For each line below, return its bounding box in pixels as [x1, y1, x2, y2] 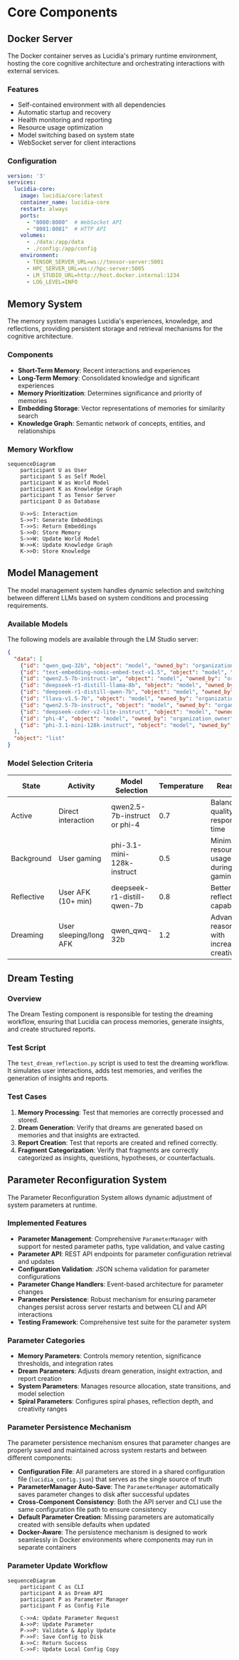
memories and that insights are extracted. [17, 1130, 140, 1139]
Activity [67, 781, 95, 791]
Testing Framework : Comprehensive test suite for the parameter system [17, 1317, 231, 1326]
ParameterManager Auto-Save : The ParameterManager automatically [17, 1483, 219, 1491]
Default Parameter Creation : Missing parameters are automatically [17, 1513, 215, 1521]
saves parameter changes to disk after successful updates [17, 1490, 190, 1499]
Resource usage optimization [17, 123, 103, 132]
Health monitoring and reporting [17, 115, 112, 125]
